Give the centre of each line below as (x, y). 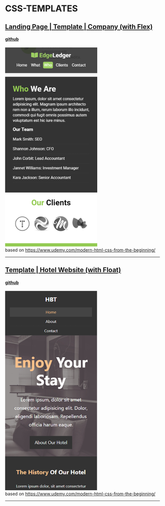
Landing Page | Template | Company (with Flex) (79, 27)
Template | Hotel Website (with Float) (63, 270)
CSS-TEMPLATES (41, 9)
